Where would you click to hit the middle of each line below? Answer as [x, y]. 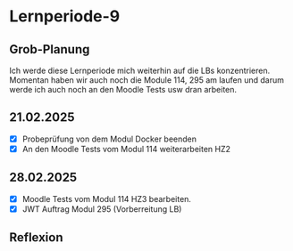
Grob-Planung [50, 49]
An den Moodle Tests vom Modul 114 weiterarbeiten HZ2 [126, 149]
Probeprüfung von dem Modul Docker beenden [109, 139]
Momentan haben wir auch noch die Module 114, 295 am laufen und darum [146, 80]
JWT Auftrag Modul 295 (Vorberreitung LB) [102, 209]
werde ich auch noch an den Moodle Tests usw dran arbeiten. [123, 89]
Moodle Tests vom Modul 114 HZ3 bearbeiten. [107, 198]
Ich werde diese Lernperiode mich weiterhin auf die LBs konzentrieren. [140, 70]
